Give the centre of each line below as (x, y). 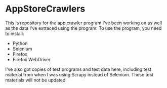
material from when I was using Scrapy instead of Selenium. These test (79, 74)
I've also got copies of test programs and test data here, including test (78, 69)
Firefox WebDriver (31, 59)
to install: (15, 33)
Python (20, 43)
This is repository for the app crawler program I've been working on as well (84, 23)
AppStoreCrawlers (45, 9)
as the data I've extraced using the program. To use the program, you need (83, 28)
